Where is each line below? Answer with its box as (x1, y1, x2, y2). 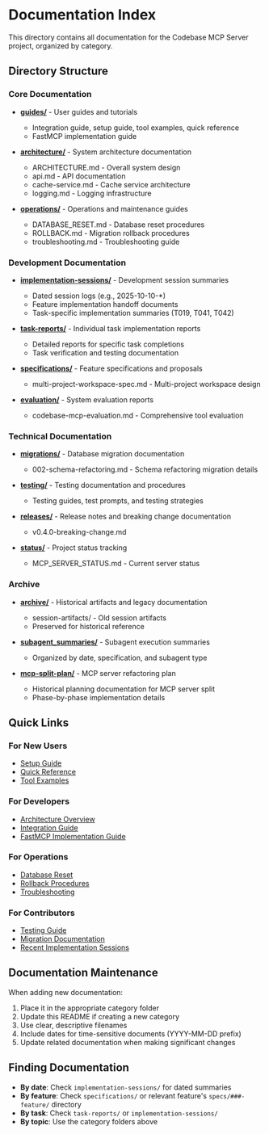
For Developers (8, 796, 70, 807)
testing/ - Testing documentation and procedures (19, 481, 186, 490)
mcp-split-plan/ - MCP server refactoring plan (19, 668, 176, 678)
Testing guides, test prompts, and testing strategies (32, 496, 204, 506)
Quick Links (8, 716, 69, 729)
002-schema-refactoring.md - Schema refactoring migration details (32, 464, 258, 474)
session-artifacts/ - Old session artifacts (32, 612, 167, 623)
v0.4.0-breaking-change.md (32, 527, 127, 537)
